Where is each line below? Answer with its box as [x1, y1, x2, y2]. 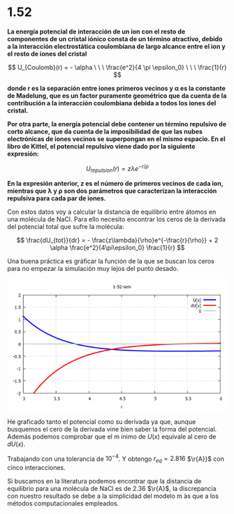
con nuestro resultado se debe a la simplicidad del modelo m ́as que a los [7, 492, 219, 500]
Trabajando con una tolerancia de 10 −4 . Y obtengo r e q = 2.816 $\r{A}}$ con [7, 453, 225, 464]
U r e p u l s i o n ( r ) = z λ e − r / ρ [86, 163, 149, 175]
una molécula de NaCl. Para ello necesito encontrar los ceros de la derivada [7, 215, 226, 223]
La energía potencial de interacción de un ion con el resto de [7, 27, 186, 36]
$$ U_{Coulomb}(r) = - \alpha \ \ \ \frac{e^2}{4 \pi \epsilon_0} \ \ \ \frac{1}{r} [8, 63, 227, 71]
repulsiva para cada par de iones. [7, 194, 106, 203]
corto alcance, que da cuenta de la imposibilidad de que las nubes [7, 127, 203, 135]
